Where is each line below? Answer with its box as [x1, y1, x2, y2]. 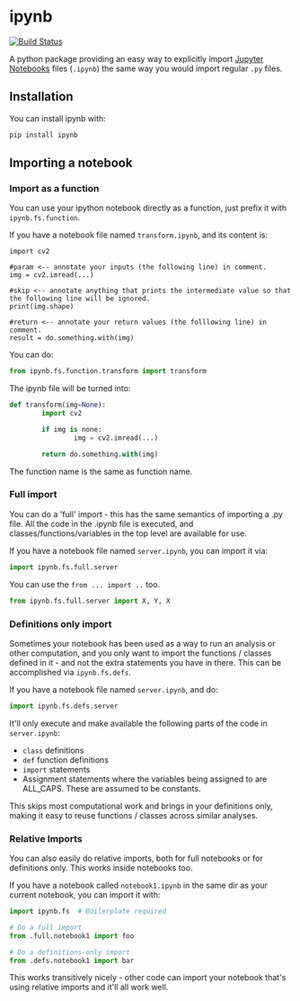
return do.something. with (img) [41, 450, 159, 459]
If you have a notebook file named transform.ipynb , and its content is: [9, 229, 268, 240]
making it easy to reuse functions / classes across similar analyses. [9, 809, 259, 820]
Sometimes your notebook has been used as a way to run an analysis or [9, 638, 276, 648]
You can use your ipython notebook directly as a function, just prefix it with [9, 202, 287, 213]
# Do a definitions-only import [9, 947, 130, 957]
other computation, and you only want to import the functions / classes [9, 648, 272, 658]
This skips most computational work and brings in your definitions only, [9, 800, 274, 811]
